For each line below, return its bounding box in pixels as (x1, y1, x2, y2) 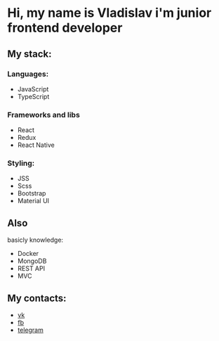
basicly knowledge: (7, 236, 64, 244)
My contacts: (7, 292, 67, 304)
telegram (17, 326, 44, 335)
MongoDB (17, 257, 47, 265)
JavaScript (17, 84, 49, 93)
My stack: (7, 48, 52, 60)
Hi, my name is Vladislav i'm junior (7, 5, 212, 21)
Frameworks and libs (7, 110, 81, 120)
